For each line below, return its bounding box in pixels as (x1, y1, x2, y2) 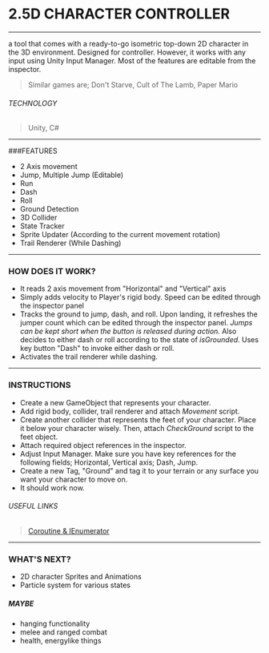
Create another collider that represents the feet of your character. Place (19, 414, 256, 425)
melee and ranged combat (19, 627, 107, 637)
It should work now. (19, 482, 86, 493)
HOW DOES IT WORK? (8, 266, 96, 277)
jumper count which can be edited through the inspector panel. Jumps (19, 318, 253, 328)
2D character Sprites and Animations (19, 572, 142, 582)
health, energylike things (19, 636, 102, 646)
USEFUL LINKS (8, 502, 58, 511)
